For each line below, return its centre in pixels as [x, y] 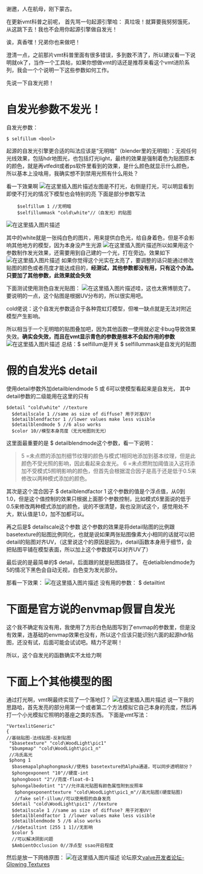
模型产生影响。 [25, 316]
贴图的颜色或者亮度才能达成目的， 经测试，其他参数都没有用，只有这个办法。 [101, 268]
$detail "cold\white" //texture [47, 407]
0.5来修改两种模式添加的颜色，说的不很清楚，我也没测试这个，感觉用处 [95, 506]
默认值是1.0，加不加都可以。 [52, 514]
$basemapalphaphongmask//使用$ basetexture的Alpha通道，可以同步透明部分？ [102, 766]
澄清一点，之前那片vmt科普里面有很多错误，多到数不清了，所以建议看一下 [98, 55]
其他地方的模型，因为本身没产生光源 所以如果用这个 [102, 245]
